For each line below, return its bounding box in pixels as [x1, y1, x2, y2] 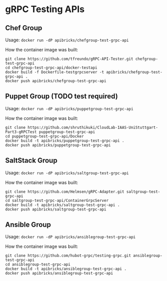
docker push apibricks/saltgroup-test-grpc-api [5, 206, 107, 212]
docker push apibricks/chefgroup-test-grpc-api [5, 79, 107, 84]
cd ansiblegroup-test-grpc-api [5, 262, 71, 267]
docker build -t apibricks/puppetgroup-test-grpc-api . [5, 138, 124, 143]
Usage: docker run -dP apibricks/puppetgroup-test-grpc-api [5, 105, 134, 111]
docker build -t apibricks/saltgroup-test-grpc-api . [5, 202, 120, 207]
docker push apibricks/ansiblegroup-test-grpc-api [5, 271, 113, 276]
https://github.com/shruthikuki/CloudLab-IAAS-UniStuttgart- [27, 125, 158, 130]
